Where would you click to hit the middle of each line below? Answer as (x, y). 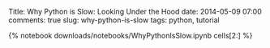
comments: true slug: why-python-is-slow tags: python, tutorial (114, 20)
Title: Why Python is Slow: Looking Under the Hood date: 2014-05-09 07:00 (135, 12)
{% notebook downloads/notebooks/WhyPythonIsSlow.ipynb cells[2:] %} (131, 36)
